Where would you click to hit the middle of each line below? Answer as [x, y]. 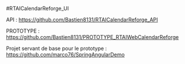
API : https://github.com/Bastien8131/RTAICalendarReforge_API [82, 19]
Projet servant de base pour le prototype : [56, 48]
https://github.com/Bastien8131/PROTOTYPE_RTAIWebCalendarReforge [92, 37]
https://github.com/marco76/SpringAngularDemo [65, 54]
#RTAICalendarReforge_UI [37, 8]
